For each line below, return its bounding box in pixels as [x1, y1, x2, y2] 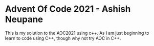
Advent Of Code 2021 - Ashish [5, 3, 131, 15]
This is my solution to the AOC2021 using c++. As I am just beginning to [5, 30, 149, 36]
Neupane [5, 14, 43, 25]
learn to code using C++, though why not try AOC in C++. [5, 35, 121, 41]
